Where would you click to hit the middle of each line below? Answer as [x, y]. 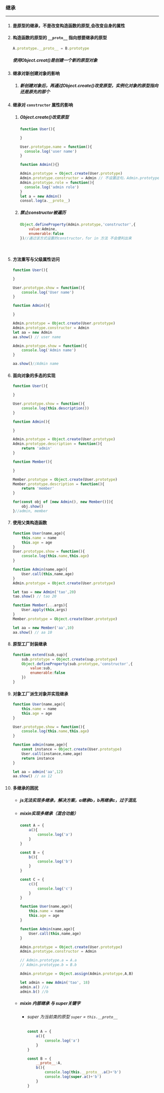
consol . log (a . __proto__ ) [45, 201]
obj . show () [33, 506]
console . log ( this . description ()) [55, 408]
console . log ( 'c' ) [55, 888]
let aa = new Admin [32, 332]
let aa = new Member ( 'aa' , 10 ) [43, 628]
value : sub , [41, 668]
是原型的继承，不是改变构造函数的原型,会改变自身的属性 [69, 25]
